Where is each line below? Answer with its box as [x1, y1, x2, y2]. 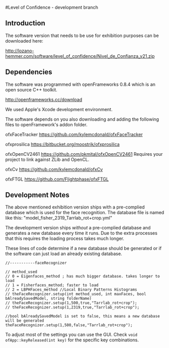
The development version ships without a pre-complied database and [5, 225, 151, 231]
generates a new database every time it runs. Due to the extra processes [5, 230, 158, 236]
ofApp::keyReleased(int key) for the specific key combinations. [5, 337, 139, 343]
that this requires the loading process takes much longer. [5, 235, 124, 241]
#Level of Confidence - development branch [5, 5, 98, 10]
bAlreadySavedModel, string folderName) [5, 296, 92, 301]
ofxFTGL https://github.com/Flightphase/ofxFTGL [5, 176, 109, 182]
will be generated [5, 318, 44, 324]
